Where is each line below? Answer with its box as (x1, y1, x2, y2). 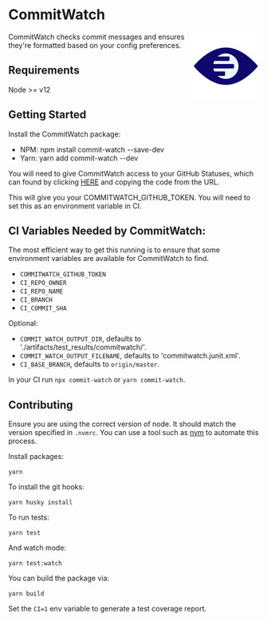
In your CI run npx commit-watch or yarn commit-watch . (8, 375, 186, 385)
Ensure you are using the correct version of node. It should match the (8, 419, 237, 429)
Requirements (8, 64, 80, 77)
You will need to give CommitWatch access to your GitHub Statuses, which (8, 168, 254, 178)
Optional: (8, 318, 38, 328)
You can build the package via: (8, 573, 110, 583)
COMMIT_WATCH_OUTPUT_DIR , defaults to (19, 334, 142, 344)
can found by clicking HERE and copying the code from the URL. (8, 177, 220, 187)
